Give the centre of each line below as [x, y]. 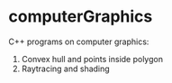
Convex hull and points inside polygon [92, 59]
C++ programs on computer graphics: [79, 41]
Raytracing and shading [65, 69]
